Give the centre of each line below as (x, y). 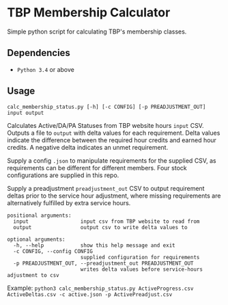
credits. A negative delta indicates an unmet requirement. (88, 147)
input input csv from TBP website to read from (106, 221)
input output (26, 113)
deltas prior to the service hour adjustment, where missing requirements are (114, 196)
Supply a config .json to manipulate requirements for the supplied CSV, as (112, 160)
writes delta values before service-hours (142, 269)
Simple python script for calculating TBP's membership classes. (97, 31)
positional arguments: (39, 215)
